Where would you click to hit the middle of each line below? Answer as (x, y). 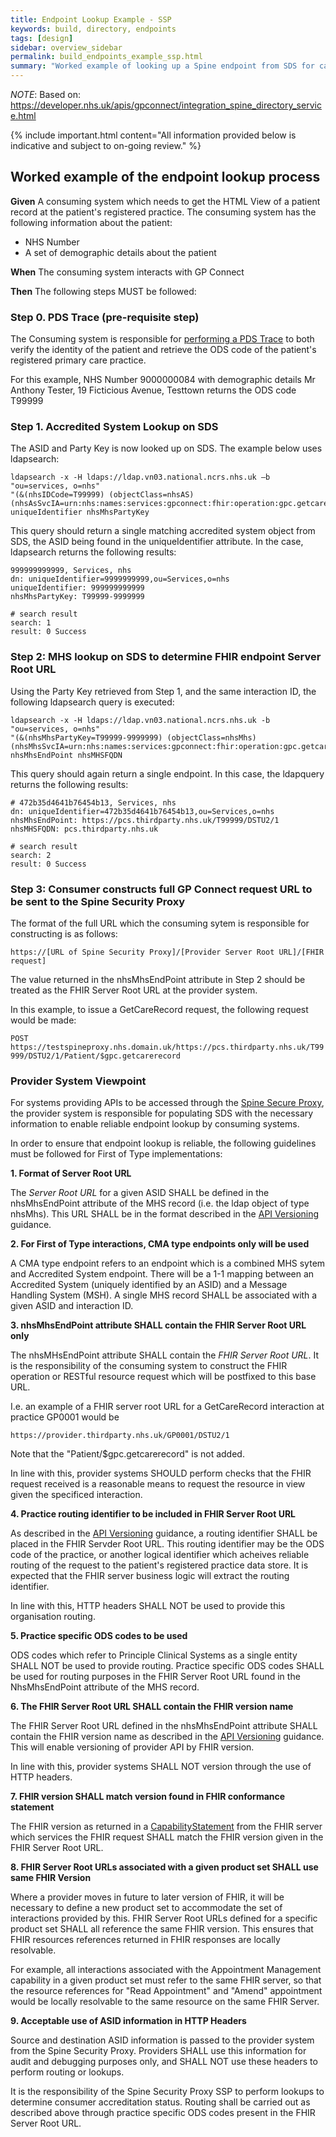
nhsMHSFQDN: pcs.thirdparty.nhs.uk (84, 829)
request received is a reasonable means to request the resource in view (158, 1484)
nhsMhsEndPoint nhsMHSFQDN (66, 755)
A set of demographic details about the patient (120, 252)
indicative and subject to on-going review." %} (106, 145)
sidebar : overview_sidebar (66, 47)
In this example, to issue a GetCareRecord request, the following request (159, 1009)
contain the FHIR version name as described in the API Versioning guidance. (167, 1737)
